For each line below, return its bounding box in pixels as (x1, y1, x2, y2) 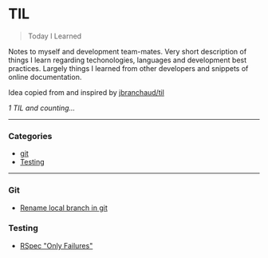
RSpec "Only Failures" (19, 240, 93, 250)
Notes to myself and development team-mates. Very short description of (8, 46, 247, 56)
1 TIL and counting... (8, 103, 76, 113)
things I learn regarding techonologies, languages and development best (8, 55, 247, 65)
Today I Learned (27, 31, 82, 41)
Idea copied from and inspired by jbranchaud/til (8, 87, 165, 97)
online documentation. (8, 72, 82, 81)
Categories (8, 130, 53, 141)
